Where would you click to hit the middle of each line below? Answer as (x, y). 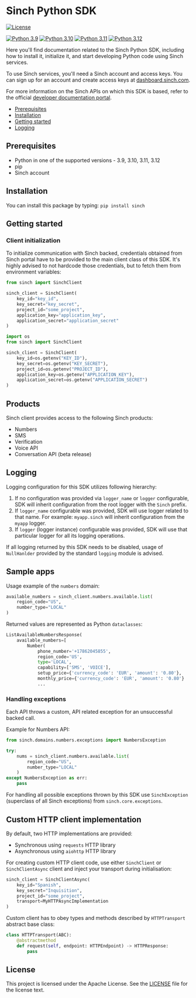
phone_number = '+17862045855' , (74, 651)
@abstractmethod (37, 940)
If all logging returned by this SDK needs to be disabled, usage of (85, 547)
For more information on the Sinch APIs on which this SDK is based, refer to (97, 91)
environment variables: (34, 272)
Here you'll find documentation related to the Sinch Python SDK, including (95, 50)
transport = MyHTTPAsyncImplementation (63, 901)
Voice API (26, 448)
